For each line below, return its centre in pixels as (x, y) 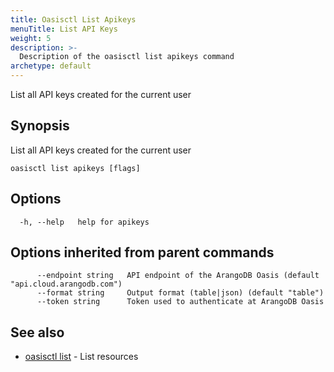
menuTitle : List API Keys (64, 29)
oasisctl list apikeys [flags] (75, 168)
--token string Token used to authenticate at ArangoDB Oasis (180, 302)
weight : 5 (31, 38)
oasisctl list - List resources (81, 357)
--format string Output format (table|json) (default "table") (180, 293)
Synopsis (40, 126)
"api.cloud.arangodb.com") (66, 284)
